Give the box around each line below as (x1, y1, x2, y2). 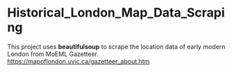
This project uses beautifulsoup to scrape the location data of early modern (7, 42, 226, 51)
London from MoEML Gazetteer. (7, 50, 99, 58)
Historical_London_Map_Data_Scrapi (7, 5, 225, 21)
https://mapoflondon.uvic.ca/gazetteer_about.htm (7, 57, 150, 65)
